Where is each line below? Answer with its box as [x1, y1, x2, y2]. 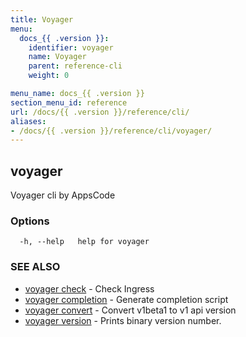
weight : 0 [28, 71, 70, 81]
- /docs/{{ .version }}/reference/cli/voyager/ [10, 126, 213, 136]
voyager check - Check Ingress [24, 282, 155, 295]
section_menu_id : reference [10, 97, 128, 108]
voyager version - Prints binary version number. [24, 314, 222, 326]
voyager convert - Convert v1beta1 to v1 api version [24, 304, 237, 316]
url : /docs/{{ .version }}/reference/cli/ [10, 107, 190, 117]
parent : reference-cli [28, 61, 123, 71]
